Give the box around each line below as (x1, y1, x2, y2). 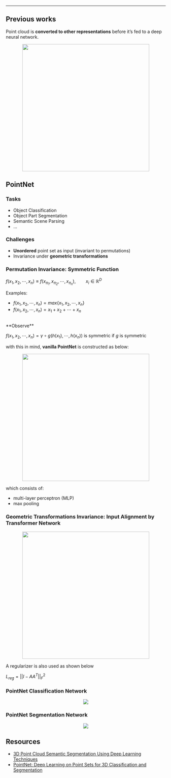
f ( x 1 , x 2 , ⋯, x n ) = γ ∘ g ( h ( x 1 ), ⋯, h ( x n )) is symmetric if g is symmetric (6, 333, 147, 340)
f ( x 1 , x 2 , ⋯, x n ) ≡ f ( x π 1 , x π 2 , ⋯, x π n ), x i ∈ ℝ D (6, 277, 102, 286)
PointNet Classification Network (6, 687, 87, 695)
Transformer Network (6, 520, 61, 527)
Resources (6, 737, 41, 746)
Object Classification (13, 207, 57, 213)
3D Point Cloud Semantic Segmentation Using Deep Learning (13, 751, 142, 757)
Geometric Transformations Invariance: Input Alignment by (6, 513, 155, 521)
